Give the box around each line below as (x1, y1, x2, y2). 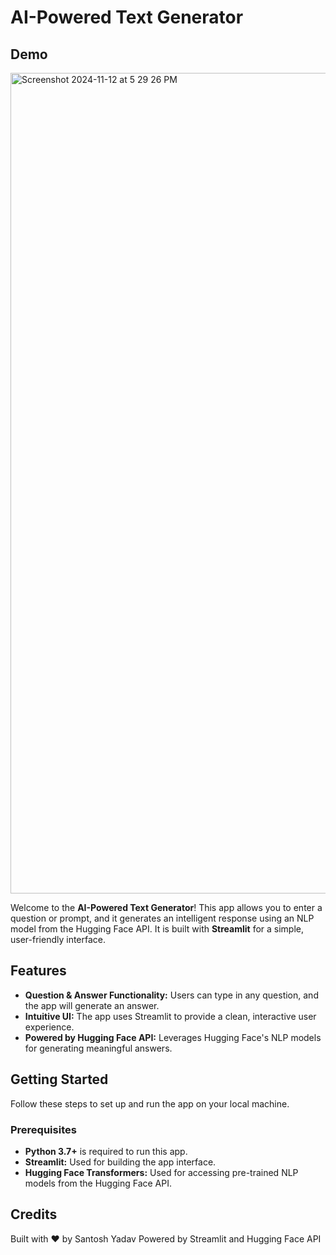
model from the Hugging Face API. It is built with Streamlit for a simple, (10, 923, 305, 935)
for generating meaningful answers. (24, 1042, 173, 1054)
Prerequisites (10, 1122, 77, 1136)
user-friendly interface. (10, 934, 107, 945)
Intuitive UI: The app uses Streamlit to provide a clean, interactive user (24, 1010, 317, 1022)
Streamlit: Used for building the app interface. (24, 1156, 217, 1168)
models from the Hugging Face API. (24, 1177, 172, 1189)
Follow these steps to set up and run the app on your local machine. (10, 1097, 290, 1110)
